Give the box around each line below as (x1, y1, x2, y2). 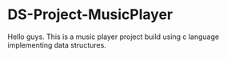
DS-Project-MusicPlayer (7, 6, 173, 24)
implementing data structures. (7, 40, 107, 49)
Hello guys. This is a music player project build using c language (7, 32, 220, 41)
